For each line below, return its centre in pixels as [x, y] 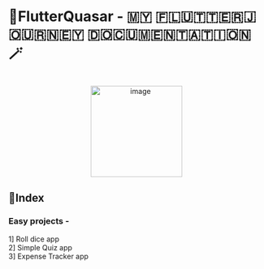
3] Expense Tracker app [49, 256]
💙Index [26, 198]
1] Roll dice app [34, 239]
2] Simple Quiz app [41, 247]
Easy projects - [39, 221]
